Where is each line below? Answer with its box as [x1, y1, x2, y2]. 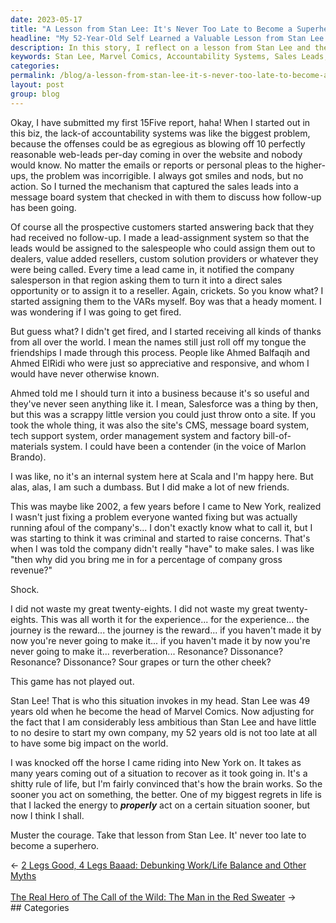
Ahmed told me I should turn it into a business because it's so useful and [10, 387, 310, 399]
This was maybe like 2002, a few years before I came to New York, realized [10, 500, 322, 512]
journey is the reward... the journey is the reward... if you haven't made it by [10, 624, 322, 636]
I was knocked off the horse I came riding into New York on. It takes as [10, 756, 302, 768]
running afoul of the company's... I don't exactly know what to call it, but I [10, 521, 313, 533]
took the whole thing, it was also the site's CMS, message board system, [10, 419, 310, 431]
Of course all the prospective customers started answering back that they [10, 221, 315, 233]
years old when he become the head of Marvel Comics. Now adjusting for [10, 705, 315, 717]
